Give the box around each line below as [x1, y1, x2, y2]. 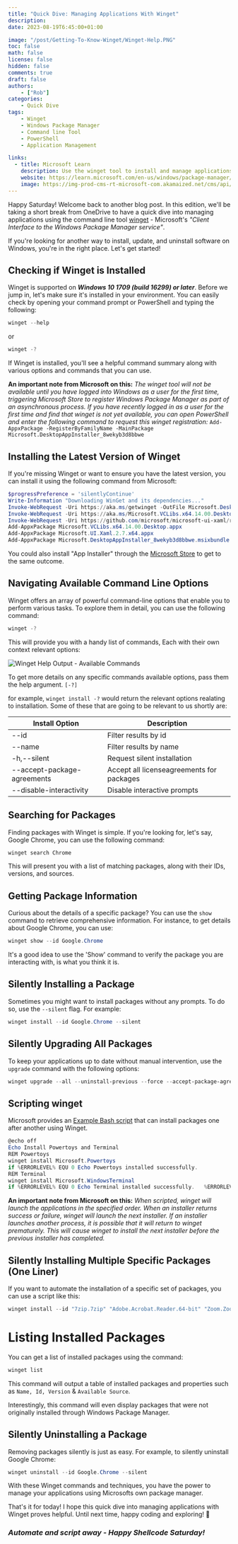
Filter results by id [107, 730, 167, 740]
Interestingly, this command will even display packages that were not [8, 1400, 209, 1409]
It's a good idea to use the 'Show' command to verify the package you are [8, 950, 224, 959]
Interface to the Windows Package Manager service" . [8, 222, 165, 231]
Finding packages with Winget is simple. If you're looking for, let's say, [8, 828, 213, 836]
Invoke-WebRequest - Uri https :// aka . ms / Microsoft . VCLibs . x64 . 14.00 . [8, 510, 214, 517]
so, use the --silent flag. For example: [8, 1005, 121, 1013]
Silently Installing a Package [8, 978, 135, 990]
